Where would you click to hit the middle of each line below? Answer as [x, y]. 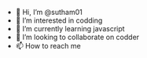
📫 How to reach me [48, 46]
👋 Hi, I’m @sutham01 [49, 12]
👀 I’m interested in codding [59, 20]
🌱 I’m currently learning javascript [70, 29]
